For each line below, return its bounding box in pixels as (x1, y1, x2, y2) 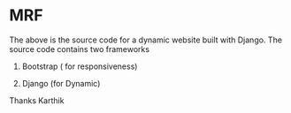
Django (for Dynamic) (21, 78, 101, 88)
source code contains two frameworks (9, 43, 150, 54)
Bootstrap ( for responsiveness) (21, 61, 138, 72)
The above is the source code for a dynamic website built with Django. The (9, 34, 283, 45)
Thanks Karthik (9, 94, 65, 106)
